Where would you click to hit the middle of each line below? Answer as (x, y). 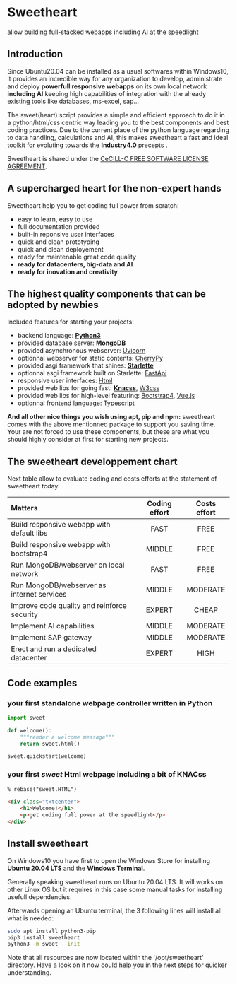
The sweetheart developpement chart (92, 461)
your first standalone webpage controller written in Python (110, 703)
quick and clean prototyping (59, 242)
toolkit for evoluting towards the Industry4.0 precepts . (87, 145)
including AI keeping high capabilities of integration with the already (107, 93)
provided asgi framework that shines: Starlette (85, 365)
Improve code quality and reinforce (69, 606)
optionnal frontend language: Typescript (76, 403)
